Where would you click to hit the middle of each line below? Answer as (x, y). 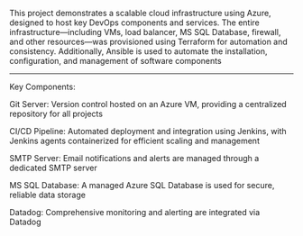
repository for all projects (56, 113)
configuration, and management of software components (116, 61)
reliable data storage (47, 195)
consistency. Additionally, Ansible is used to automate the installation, (138, 51)
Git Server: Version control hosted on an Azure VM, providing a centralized (148, 104)
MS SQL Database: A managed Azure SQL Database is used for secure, (142, 185)
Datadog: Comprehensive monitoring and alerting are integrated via (135, 212)
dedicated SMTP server (53, 168)
